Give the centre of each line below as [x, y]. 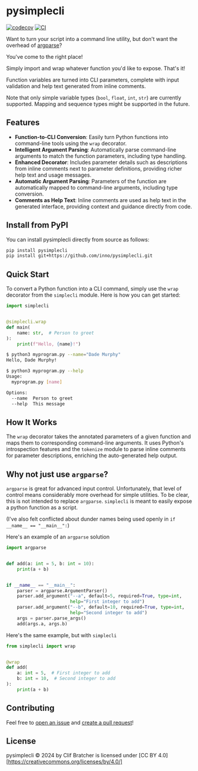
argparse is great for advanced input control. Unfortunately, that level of [94, 488]
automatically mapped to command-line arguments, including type [96, 187]
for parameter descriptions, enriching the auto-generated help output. [92, 455]
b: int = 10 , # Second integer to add [66, 679]
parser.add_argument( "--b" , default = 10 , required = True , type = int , [101, 608]
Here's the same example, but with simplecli [62, 635]
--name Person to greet [42, 398]
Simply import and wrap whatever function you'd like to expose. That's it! [96, 68]
